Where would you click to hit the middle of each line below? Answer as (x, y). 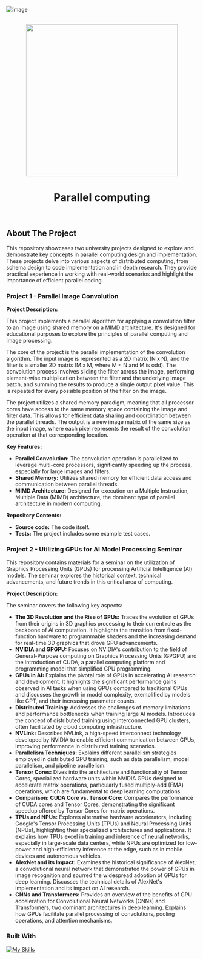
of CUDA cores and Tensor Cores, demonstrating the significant (95, 804)
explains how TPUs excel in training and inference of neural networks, (102, 837)
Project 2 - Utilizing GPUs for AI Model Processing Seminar (95, 549)
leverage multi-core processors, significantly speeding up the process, (104, 465)
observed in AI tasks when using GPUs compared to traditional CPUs (101, 688)
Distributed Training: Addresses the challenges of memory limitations (103, 708)
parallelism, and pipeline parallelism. (60, 766)
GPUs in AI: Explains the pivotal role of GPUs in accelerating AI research (105, 675)
